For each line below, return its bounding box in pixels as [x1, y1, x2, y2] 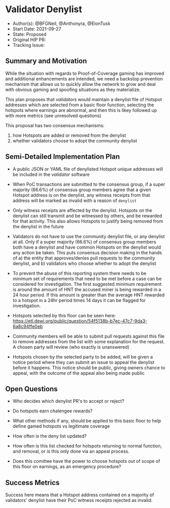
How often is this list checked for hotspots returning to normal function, [12, 443, 162, 449]
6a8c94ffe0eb [12, 323, 43, 329]
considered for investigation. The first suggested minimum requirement [12, 281, 162, 287]
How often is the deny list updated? [12, 433, 87, 439]
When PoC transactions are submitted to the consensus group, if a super [12, 181, 165, 187]
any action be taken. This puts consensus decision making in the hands [12, 249, 162, 255]
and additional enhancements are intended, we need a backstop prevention [5, 75, 163, 82]
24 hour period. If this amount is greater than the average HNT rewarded [12, 291, 165, 298]
